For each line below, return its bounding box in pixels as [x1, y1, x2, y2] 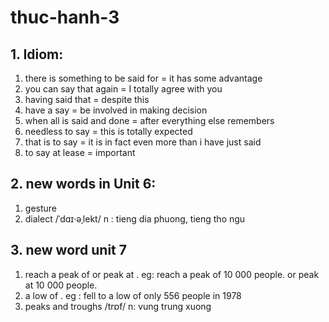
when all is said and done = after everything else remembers [24, 115, 275, 126]
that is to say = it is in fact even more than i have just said [24, 136, 262, 148]
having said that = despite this [24, 94, 150, 105]
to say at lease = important [24, 147, 136, 158]
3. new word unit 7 [10, 242, 127, 259]
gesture [24, 202, 57, 214]
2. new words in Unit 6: [10, 176, 157, 193]
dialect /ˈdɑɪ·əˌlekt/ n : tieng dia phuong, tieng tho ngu [24, 212, 246, 225]
